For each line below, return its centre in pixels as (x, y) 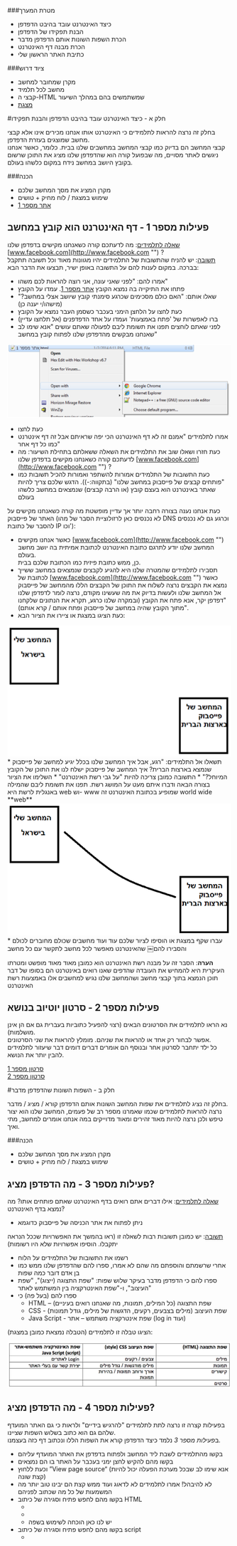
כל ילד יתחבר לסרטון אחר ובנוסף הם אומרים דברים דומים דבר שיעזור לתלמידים (112, 1047)
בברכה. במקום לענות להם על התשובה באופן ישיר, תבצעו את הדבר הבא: (103, 267)
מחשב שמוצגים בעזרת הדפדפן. (49, 140)
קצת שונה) (32, 1476)
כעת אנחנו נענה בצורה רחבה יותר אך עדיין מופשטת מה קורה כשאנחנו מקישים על (114, 510)
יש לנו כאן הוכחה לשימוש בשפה (70, 1522)
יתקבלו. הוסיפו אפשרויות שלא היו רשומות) (63, 1244)
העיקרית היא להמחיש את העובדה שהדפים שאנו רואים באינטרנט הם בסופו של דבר (116, 970)
